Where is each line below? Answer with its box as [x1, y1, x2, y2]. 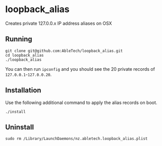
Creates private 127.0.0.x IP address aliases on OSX [5, 20, 112, 26]
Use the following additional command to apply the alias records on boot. [5, 100, 157, 106]
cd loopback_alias [5, 53, 44, 58]
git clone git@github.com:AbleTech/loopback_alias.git [5, 48, 123, 54]
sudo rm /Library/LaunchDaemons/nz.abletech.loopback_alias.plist [5, 136, 148, 141]
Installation [5, 86, 41, 94]
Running [5, 35, 33, 43]
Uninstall [5, 123, 34, 131]
